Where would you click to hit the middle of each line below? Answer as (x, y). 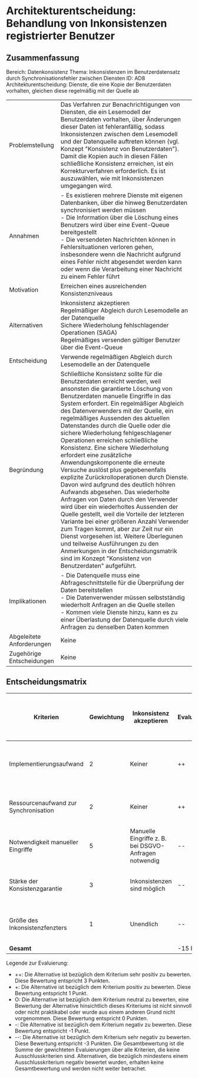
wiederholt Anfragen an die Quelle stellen (118, 605)
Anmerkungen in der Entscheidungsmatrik (119, 551)
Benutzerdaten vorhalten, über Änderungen (121, 119)
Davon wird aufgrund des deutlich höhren (118, 484)
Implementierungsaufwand (46, 764)
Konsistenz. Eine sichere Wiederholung (115, 448)
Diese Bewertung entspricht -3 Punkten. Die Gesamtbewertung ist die (99, 1043)
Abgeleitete (25, 637)
